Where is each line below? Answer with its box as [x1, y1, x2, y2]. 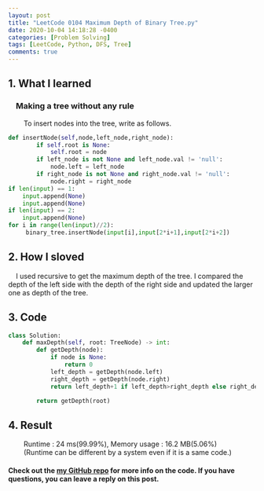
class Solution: [8, 332, 61, 339]
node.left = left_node [49, 163, 125, 171]
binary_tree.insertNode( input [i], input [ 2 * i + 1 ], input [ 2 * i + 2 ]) [25, 229, 230, 236]
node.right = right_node [49, 178, 132, 185]
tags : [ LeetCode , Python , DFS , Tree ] [8, 41, 132, 49]
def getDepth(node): [36, 346, 104, 354]
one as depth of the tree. [8, 288, 89, 297]
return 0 [64, 361, 93, 369]
